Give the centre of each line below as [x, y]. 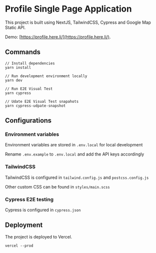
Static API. [15, 27]
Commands [23, 52]
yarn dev [14, 80]
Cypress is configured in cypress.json [43, 210]
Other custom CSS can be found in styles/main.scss [57, 187]
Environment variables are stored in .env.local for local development [74, 145]
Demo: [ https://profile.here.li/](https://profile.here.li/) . [58, 37]
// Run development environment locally [46, 76]
